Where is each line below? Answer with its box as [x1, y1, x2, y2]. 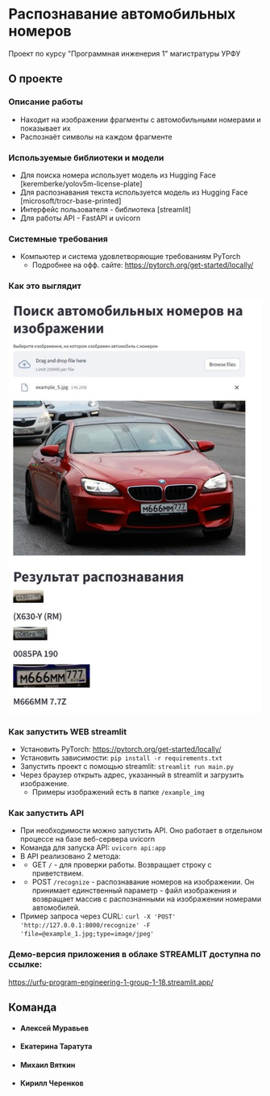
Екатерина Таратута [19, 1042, 93, 1052]
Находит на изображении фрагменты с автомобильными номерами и [19, 115, 262, 124]
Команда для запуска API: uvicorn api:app [19, 843, 167, 852]
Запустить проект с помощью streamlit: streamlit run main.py [19, 762, 234, 772]
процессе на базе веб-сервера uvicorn [19, 835, 156, 844]
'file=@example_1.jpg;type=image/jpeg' [19, 930, 155, 939]
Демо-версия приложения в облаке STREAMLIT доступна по [8, 949, 261, 960]
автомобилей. [31, 903, 81, 913]
